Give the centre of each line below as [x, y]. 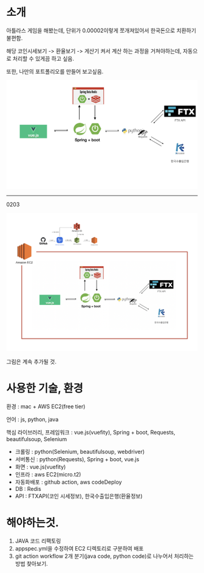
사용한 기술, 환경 [45, 389]
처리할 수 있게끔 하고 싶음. [43, 58]
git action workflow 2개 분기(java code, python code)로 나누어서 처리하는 [104, 556]
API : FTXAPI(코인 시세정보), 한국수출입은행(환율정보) [79, 496]
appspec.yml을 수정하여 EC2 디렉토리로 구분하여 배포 [79, 548]
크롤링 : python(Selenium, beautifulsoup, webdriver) [80, 452]
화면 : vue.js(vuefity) [40, 467]
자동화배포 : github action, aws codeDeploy [69, 482]
